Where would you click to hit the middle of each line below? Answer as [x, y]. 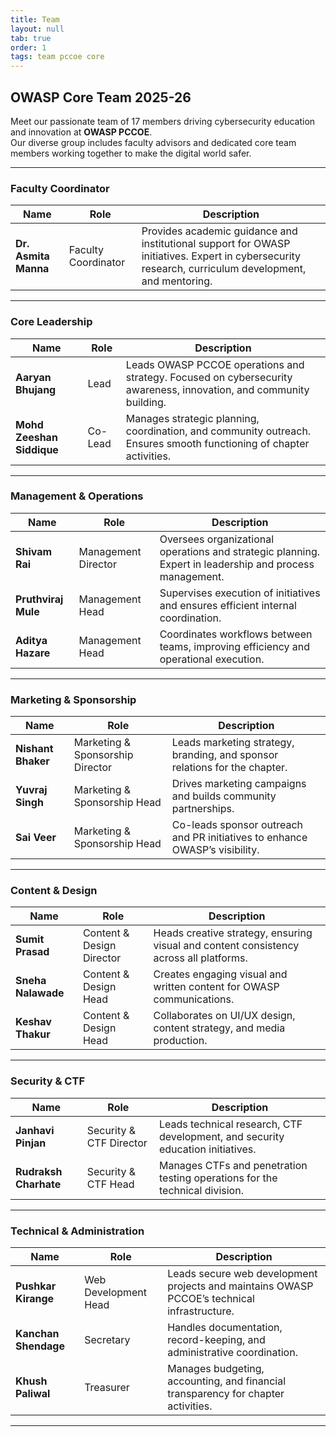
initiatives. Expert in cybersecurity [221, 256]
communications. [194, 999]
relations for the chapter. [229, 768]
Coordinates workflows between [236, 634]
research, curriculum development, [224, 269]
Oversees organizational [217, 539]
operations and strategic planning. [240, 551]
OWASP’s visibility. [215, 850]
